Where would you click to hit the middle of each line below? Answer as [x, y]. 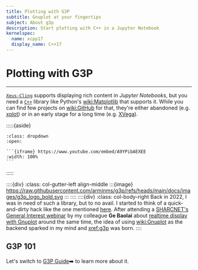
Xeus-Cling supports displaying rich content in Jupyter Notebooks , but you [97, 95]
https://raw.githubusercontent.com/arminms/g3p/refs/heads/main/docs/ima [98, 190]
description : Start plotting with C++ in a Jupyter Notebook [83, 28]
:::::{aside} [19, 125]
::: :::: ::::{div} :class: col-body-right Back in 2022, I [125, 196]
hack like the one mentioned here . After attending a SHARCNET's [109, 209]
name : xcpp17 [27, 39]
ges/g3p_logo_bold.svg [34, 196]
